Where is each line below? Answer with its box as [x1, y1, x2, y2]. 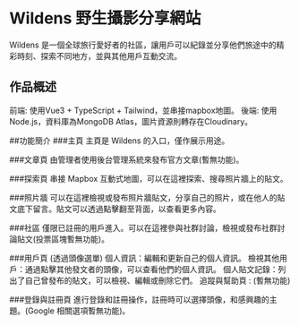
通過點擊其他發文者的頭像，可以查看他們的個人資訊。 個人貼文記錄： [24, 263, 278, 274]
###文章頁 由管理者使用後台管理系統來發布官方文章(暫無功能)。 [9, 154, 244, 165]
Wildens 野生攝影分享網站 [9, 8, 201, 29]
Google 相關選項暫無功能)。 [28, 305, 131, 316]
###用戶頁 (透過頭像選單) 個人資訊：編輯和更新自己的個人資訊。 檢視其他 [9, 252, 280, 263]
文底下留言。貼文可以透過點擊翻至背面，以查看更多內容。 [9, 203, 221, 214]
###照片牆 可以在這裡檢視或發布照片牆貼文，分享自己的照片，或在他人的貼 [9, 192, 286, 202]
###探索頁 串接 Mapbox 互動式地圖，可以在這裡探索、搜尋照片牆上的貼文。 [9, 173, 288, 184]
